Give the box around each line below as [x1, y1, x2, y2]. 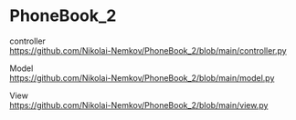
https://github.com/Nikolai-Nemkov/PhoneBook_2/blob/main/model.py [9, 72, 275, 83]
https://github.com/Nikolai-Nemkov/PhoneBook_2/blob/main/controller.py [9, 45, 287, 55]
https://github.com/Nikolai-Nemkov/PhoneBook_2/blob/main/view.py [9, 99, 269, 110]
